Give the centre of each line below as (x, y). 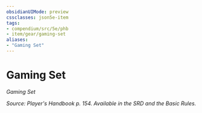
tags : (13, 23)
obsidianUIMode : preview (37, 12)
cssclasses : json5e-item (37, 17)
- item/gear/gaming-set (36, 34)
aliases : (17, 40)
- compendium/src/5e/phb (37, 29)
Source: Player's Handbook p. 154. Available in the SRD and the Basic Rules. (101, 103)
